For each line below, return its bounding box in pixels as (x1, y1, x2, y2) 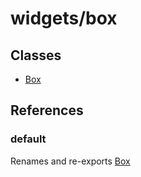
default (10, 132, 47, 146)
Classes (10, 47, 62, 64)
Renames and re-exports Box (10, 155, 131, 167)
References (10, 102, 84, 119)
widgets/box (10, 7, 118, 30)
